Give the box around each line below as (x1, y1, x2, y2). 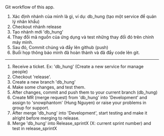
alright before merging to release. (12, 115, 80, 121)
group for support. (12, 105, 50, 111)
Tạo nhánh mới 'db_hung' (12, 29, 63, 34)
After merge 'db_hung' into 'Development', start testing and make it (12, 110, 147, 116)
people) (12, 69, 28, 74)
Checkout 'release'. (12, 74, 51, 80)
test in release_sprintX (12, 126, 57, 131)
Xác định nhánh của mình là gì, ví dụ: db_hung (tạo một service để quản (12, 14, 157, 19)
